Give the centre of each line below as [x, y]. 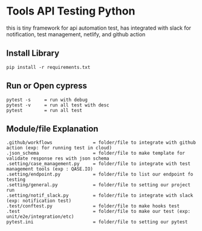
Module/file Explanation [52, 129]
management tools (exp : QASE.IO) [50, 169]
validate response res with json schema [58, 158]
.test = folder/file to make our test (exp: [98, 212]
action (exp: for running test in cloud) [59, 148]
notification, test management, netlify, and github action [76, 34]
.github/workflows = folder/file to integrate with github [101, 143]
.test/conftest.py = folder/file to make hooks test [93, 206]
